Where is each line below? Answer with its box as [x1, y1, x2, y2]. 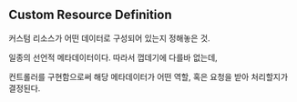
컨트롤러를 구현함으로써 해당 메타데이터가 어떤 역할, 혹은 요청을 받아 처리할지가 [8, 71, 289, 82]
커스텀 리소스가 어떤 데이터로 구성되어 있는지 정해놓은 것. [8, 32, 210, 44]
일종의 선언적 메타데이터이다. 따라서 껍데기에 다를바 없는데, [8, 52, 218, 63]
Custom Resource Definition [8, 7, 172, 23]
